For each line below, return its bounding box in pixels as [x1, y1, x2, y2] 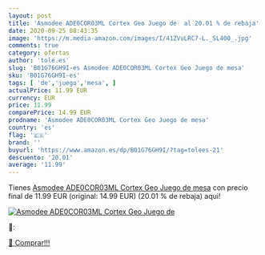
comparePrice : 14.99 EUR [8, 109, 91, 117]
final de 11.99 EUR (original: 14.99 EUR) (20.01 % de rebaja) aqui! [8, 192, 221, 201]
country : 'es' [8, 123, 56, 132]
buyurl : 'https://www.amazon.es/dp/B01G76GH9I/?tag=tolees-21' [8, 146, 224, 154]
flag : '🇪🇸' [8, 131, 48, 139]
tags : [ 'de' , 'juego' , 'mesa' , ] [8, 79, 116, 87]
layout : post [8, 11, 52, 20]
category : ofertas [8, 49, 70, 57]
